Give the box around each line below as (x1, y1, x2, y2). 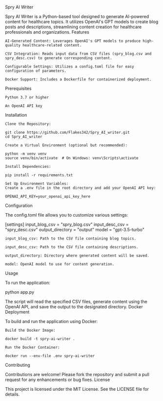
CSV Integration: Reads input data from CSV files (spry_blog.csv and (5, 51, 152, 56)
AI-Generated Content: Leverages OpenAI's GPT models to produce (5, 39, 141, 43)
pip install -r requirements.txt (5, 173, 73, 178)
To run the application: (5, 280, 50, 285)
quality (5, 43, 21, 48)
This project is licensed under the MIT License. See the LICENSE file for (5, 386, 149, 392)
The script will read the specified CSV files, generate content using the (5, 299, 147, 304)
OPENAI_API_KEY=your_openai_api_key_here (5, 194, 91, 199)
